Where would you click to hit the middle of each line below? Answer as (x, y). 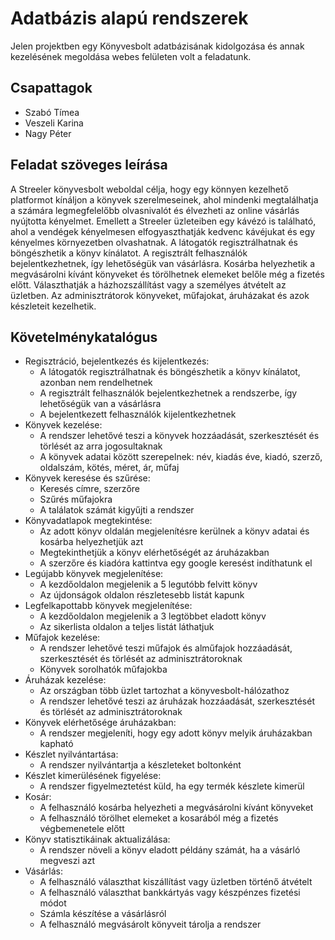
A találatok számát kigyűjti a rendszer (117, 510)
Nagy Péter (48, 133)
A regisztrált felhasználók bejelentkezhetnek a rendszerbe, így (168, 393)
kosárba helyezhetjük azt (91, 542)
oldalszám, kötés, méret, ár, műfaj (109, 468)
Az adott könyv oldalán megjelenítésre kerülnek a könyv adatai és (174, 531)
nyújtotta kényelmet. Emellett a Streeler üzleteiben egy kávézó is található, (163, 221)
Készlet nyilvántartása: (71, 754)
